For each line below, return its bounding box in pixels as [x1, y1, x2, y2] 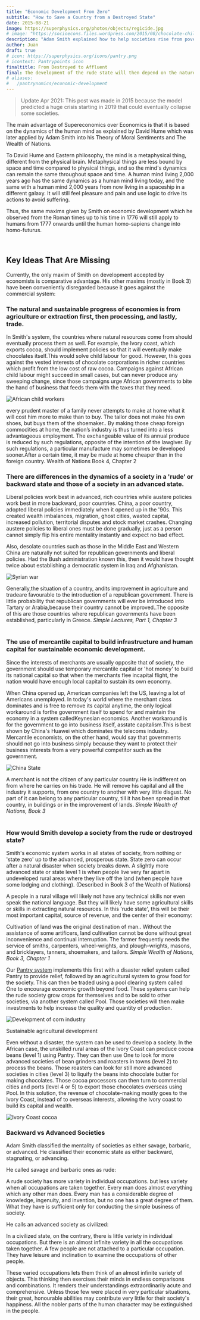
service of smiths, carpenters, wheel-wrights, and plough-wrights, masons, [6, 942, 192, 949]
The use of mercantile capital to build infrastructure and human [6, 638, 193, 646]
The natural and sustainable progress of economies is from [6, 305, 180, 313]
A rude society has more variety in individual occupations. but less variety [6, 1178, 188, 1185]
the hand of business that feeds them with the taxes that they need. [6, 384, 172, 391]
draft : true [6, 48, 36, 54]
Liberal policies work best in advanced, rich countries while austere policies [6, 494, 192, 501]
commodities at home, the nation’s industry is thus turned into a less [6, 426, 174, 433]
